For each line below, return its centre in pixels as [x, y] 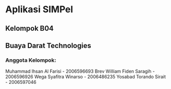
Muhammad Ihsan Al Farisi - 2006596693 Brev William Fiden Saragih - [80, 71]
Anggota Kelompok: [31, 60]
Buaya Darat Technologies [48, 45]
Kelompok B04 [30, 28]
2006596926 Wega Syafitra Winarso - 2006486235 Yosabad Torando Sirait [85, 77]
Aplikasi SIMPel [39, 9]
